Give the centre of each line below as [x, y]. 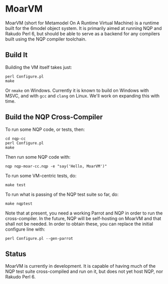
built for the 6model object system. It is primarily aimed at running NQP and [84, 28]
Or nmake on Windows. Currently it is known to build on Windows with [77, 90]
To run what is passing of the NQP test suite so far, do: [62, 194]
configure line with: [25, 229]
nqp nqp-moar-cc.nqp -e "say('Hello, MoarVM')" [56, 166]
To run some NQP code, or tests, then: [45, 129]
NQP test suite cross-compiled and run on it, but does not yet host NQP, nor [84, 271]
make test [16, 185]
